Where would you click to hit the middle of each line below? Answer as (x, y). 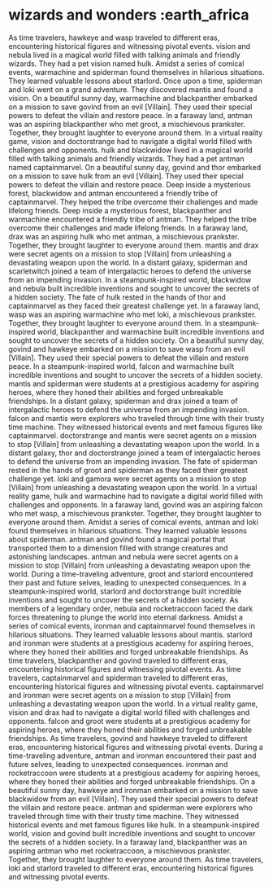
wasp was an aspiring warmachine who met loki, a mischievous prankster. (132, 314)
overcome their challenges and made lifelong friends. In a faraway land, (128, 228)
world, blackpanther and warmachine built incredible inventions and (151, 331)
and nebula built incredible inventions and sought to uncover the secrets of (134, 288)
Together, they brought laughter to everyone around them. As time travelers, (136, 859)
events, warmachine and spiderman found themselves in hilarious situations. (136, 72)
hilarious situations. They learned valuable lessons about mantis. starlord (130, 634)
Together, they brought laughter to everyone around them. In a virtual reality (136, 133)
